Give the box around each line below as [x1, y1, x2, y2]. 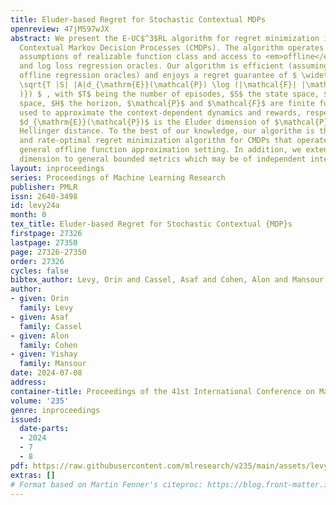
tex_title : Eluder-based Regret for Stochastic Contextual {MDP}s [10, 219, 293, 230]
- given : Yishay [10, 349, 78, 360]
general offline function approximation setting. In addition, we [19, 145, 302, 155]
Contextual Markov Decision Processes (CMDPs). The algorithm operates [19, 42, 325, 53]
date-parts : [19, 424, 70, 434]
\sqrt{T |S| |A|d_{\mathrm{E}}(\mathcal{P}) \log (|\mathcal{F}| [19, 80, 298, 90]
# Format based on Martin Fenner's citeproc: [10, 479, 203, 490]
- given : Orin [10, 294, 70, 304]
